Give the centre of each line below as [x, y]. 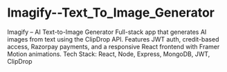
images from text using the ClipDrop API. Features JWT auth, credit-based [113, 39]
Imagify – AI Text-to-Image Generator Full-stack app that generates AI [107, 32]
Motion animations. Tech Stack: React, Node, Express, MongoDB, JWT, [109, 54]
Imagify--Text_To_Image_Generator [111, 13]
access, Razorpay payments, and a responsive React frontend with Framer [113, 46]
